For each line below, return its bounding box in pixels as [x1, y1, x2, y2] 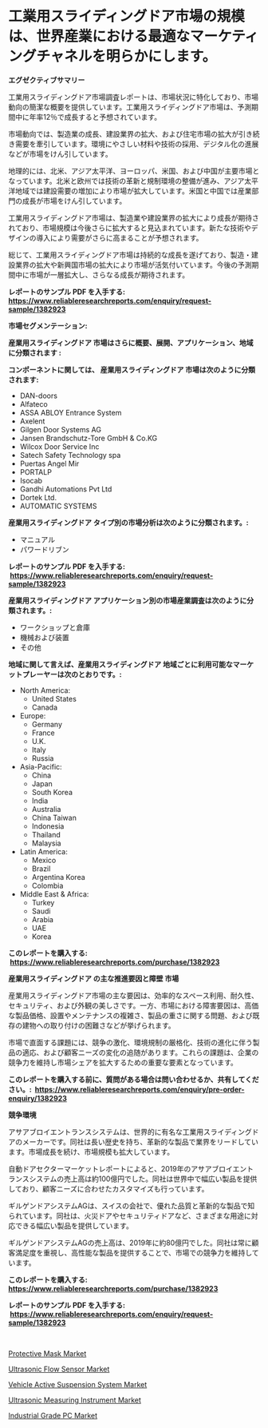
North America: [19, 685, 70, 695]
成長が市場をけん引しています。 [22, 196, 127, 205]
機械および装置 [19, 632, 69, 642]
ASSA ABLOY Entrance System [19, 408, 122, 417]
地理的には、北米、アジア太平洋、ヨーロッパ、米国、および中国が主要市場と [8, 165, 260, 176]
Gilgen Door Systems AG [19, 424, 102, 434]
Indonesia [31, 821, 65, 831]
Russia [31, 753, 54, 763]
